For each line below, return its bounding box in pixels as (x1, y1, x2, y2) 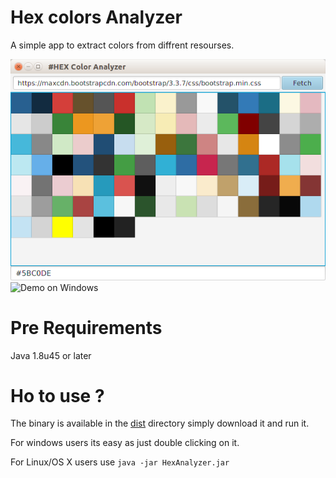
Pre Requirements (10, 316, 163, 339)
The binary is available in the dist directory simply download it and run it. (10, 417, 310, 430)
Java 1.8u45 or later (10, 349, 92, 361)
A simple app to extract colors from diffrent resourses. (10, 39, 235, 51)
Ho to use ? (10, 384, 105, 407)
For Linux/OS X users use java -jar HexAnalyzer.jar (10, 456, 230, 468)
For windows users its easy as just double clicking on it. (10, 437, 240, 449)
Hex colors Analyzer (10, 6, 183, 29)
